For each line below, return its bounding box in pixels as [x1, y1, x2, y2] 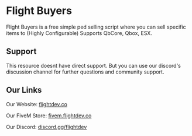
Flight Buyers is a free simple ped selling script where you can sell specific [6, 23, 186, 30]
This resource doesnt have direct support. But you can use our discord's [6, 62, 181, 69]
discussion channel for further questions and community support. [6, 68, 164, 75]
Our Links [6, 85, 42, 95]
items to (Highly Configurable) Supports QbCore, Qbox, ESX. [6, 29, 152, 36]
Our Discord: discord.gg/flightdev [6, 123, 87, 130]
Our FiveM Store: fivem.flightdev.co [6, 112, 92, 119]
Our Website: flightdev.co [6, 100, 67, 107]
